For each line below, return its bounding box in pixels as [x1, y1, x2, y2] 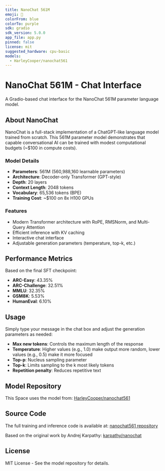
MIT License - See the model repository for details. [5, 460, 109, 466]
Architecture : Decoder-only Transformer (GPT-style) [12, 174, 121, 180]
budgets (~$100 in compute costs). [5, 145, 77, 151]
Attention [26, 224, 45, 230]
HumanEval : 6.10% [12, 298, 52, 304]
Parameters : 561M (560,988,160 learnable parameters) [12, 169, 125, 175]
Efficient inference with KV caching [12, 230, 85, 235]
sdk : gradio [5, 26, 30, 31]
